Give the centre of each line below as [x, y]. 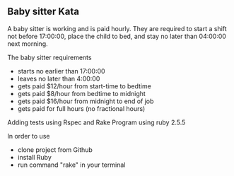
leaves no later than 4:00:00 [59, 78]
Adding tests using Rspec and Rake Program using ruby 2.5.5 [96, 122]
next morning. [28, 43]
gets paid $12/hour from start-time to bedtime [84, 86]
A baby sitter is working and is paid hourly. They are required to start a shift [117, 28]
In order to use [29, 136]
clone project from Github [55, 149]
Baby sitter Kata [43, 12]
